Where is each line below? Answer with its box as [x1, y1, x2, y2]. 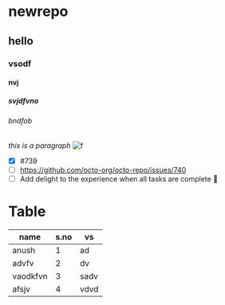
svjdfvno [8, 96, 39, 105]
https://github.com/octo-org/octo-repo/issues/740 [19, 165, 187, 174]
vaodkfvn [12, 270, 48, 281]
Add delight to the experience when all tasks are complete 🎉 [19, 174, 218, 183]
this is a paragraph [8, 140, 71, 150]
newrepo [8, 2, 69, 21]
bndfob [8, 116, 33, 126]
